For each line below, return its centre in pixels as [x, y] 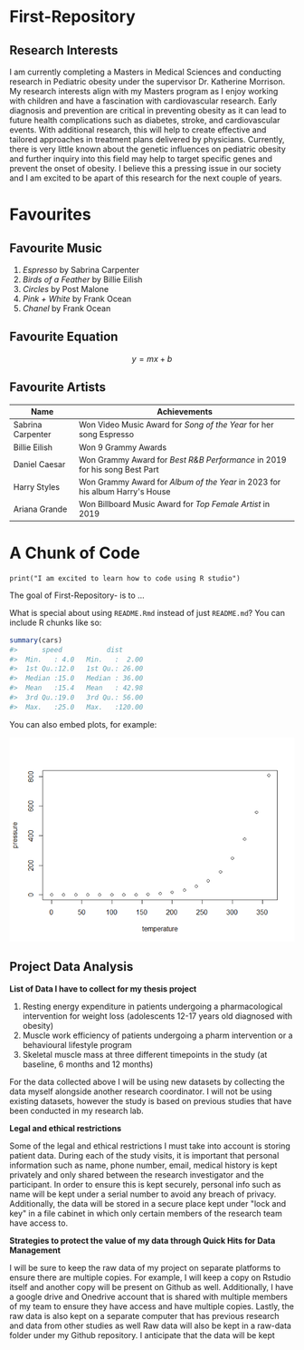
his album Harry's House [124, 492]
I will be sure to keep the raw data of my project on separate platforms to [145, 1267]
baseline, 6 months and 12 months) [88, 1064]
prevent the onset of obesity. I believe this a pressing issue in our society [146, 168]
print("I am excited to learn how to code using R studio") [125, 578]
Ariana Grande [40, 509]
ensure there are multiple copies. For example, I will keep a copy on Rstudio [150, 1277]
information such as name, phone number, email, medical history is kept [143, 1165]
